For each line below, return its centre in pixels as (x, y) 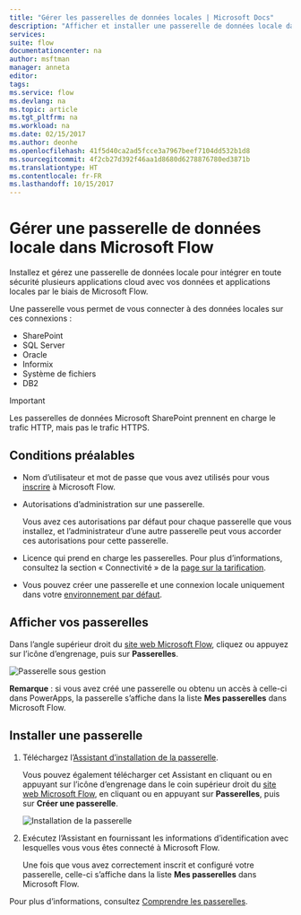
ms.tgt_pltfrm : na (43, 117)
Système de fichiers (59, 374)
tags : (19, 84)
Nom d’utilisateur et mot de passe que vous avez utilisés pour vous (146, 477)
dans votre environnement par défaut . (92, 594)
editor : (24, 76)
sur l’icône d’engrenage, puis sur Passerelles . (94, 653)
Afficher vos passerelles (79, 622)
